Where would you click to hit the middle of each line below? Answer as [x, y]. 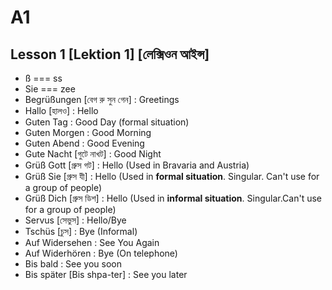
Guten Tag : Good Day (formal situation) [107, 122]
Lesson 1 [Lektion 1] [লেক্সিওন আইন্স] [110, 54]
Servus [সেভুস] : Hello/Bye [75, 220]
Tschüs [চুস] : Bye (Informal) [81, 231]
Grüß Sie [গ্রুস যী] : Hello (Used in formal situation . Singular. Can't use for [172, 176]
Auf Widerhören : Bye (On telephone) [101, 253]
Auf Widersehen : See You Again [92, 242]
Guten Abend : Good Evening [84, 143]
